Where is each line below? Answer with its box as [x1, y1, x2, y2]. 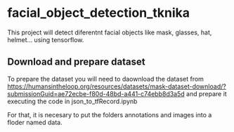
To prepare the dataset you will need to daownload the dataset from [7, 74, 204, 83]
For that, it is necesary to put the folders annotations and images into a [7, 110, 212, 119]
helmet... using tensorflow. [7, 35, 84, 44]
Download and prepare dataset [7, 56, 145, 68]
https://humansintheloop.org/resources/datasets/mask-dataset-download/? [7, 82, 226, 91]
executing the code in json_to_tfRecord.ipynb [7, 97, 138, 105]
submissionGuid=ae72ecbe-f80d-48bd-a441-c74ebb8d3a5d [7, 89, 185, 98]
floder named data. [7, 118, 63, 126]
